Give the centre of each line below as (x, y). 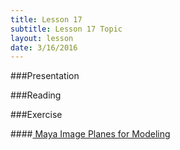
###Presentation (45, 76)
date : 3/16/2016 (44, 47)
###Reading (36, 95)
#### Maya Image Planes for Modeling (90, 134)
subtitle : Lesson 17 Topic (66, 29)
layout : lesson (42, 38)
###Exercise (36, 115)
